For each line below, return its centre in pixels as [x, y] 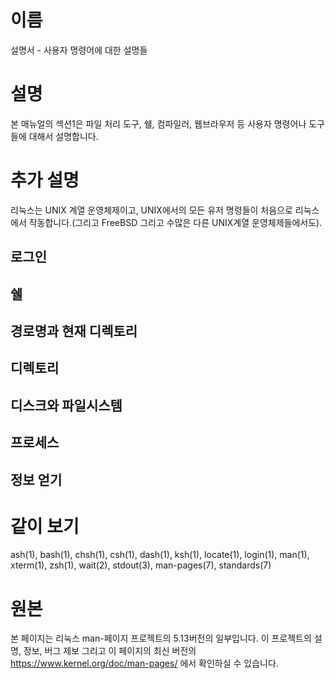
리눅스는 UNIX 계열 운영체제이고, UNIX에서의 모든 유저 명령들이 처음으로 [151, 210]
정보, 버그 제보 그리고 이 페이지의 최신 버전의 [110, 651]
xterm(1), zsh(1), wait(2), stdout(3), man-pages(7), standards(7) [141, 565]
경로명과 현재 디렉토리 [74, 331]
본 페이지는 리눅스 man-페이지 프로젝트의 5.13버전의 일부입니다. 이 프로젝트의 [161, 638]
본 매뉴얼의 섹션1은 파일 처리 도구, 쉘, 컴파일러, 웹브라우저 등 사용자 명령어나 [158, 123]
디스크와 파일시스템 [66, 405]
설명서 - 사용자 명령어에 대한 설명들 [79, 50]
